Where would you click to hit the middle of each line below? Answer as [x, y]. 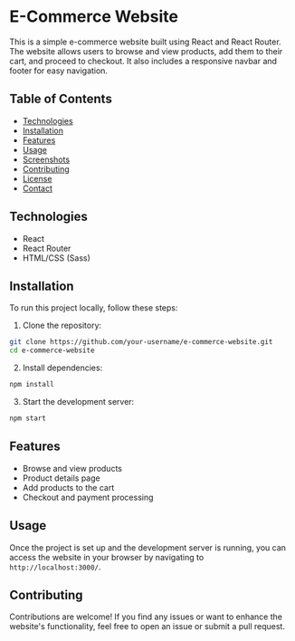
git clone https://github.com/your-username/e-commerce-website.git [141, 342]
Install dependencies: [62, 368]
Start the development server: [78, 402]
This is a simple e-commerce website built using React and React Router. [146, 42]
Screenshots [46, 159]
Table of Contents [61, 99]
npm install [32, 385]
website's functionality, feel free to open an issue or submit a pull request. [147, 627]
